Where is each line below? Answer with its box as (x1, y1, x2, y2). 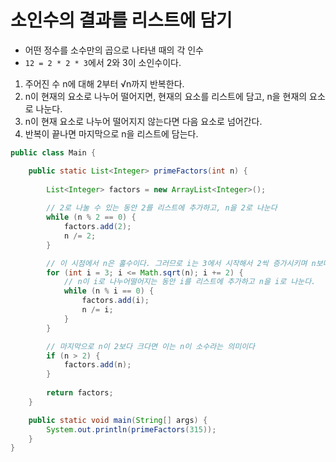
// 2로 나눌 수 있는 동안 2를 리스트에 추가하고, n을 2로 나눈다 (46, 203, 278, 213)
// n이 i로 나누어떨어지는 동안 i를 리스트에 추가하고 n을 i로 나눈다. (63, 277, 317, 287)
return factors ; (46, 388, 114, 398)
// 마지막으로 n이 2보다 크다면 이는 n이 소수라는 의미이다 (46, 341, 256, 351)
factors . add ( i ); (81, 296, 150, 306)
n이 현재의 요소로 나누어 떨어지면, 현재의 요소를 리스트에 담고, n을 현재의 (24, 90, 308, 102)
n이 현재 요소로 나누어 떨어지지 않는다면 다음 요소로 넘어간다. (24, 115, 263, 127)
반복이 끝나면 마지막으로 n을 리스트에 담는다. (24, 127, 199, 140)
